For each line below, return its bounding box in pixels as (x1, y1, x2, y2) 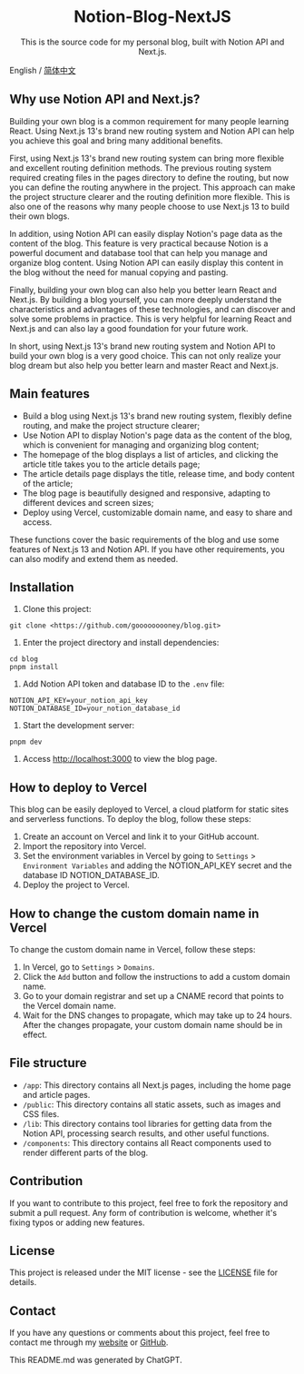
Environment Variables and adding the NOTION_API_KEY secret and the (22, 860, 292, 871)
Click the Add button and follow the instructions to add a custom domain (22, 972, 290, 982)
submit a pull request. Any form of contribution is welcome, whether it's (9, 1207, 278, 1218)
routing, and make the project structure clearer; (22, 420, 201, 430)
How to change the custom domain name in (9, 905, 260, 921)
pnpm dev (9, 737, 43, 746)
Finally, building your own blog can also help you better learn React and (9, 284, 277, 295)
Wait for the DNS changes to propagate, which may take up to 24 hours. (22, 1010, 292, 1021)
